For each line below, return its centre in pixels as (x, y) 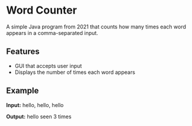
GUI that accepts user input (48, 66)
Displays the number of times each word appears (75, 72)
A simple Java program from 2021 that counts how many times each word (96, 27)
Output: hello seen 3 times (39, 117)
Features (23, 52)
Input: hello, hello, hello (35, 105)
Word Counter (41, 10)
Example (23, 91)
